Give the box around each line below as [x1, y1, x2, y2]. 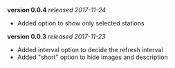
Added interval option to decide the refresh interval [17, 46, 164, 54]
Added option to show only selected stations [17, 19, 145, 27]
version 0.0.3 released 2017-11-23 [7, 32, 106, 41]
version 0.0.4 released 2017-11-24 [7, 6, 107, 14]
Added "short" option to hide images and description [17, 53, 168, 61]
